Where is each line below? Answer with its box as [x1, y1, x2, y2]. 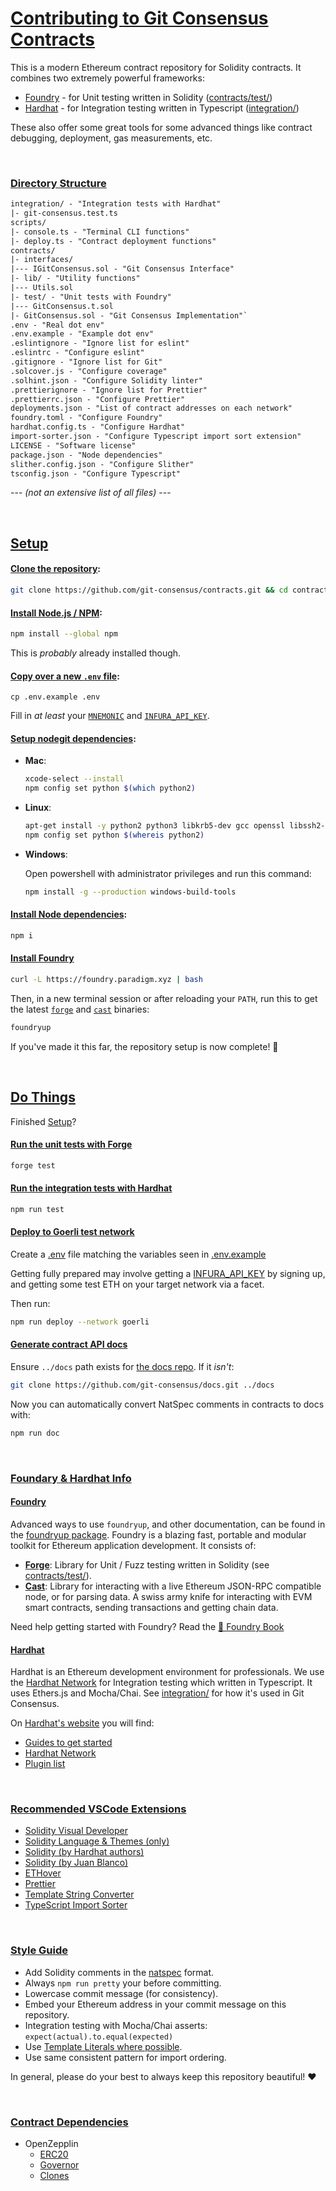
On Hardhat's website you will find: [10, 1717, 155, 1729]
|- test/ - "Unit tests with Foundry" [10, 292, 172, 302]
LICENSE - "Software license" [10, 440, 137, 451]
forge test [10, 1160, 56, 1171]
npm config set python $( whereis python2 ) [24, 830, 205, 841]
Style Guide [10, 1943, 68, 1957]
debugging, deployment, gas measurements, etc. [10, 132, 213, 144]
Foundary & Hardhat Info [10, 1471, 132, 1485]
